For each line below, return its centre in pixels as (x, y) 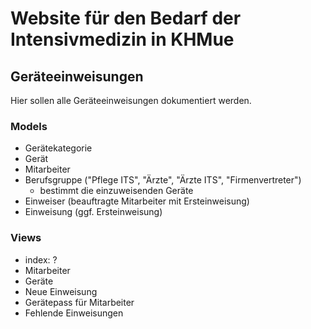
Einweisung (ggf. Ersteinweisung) (93, 212)
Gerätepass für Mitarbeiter (79, 302)
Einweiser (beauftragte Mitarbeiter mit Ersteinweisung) (137, 201)
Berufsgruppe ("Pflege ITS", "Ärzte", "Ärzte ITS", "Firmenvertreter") (163, 180)
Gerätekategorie (58, 148)
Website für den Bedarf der (126, 18)
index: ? (41, 259)
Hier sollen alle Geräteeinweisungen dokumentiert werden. (131, 100)
